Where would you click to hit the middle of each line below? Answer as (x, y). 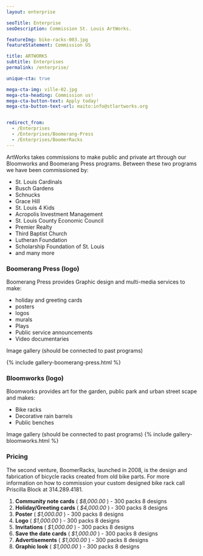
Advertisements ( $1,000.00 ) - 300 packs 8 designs (82, 540)
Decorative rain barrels (44, 416)
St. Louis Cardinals (39, 182)
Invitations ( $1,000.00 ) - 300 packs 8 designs (75, 527)
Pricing (17, 457)
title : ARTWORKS (27, 56)
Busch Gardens (34, 188)
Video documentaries (42, 339)
